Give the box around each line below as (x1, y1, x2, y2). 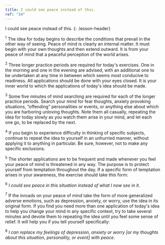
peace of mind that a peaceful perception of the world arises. (5, 51, 130, 57)
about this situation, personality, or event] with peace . (5, 234, 115, 240)
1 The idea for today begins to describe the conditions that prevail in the (5, 35, 151, 42)
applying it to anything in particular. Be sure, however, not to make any (5, 140, 148, 146)
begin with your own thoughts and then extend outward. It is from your (5, 46, 149, 52)
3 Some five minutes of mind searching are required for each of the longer (5, 92, 156, 99)
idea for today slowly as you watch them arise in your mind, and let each (5, 114, 152, 120)
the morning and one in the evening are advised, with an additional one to (5, 67, 155, 73)
